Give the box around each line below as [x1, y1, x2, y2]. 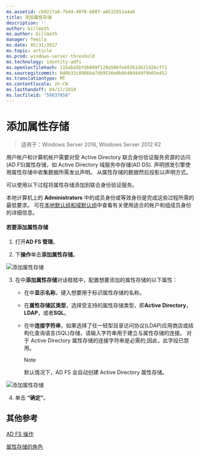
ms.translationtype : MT [6, 75, 66, 81]
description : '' [6, 20, 47, 26]
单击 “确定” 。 [14, 394, 49, 401]
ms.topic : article [6, 48, 52, 54]
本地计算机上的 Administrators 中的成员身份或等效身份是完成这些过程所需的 [6, 194, 195, 201]
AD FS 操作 [6, 430, 34, 437]
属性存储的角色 [6, 443, 43, 450]
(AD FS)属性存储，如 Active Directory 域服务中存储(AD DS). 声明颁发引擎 [6, 161, 186, 168]
